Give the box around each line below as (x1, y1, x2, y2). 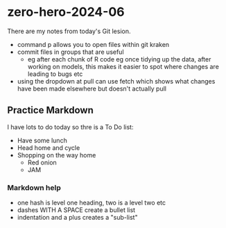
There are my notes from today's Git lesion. (7, 27, 131, 35)
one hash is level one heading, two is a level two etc (17, 198, 166, 207)
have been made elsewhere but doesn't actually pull (17, 84, 166, 93)
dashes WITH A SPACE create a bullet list (17, 206, 136, 214)
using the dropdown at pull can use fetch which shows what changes (17, 77, 216, 85)
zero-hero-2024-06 (7, 4, 125, 20)
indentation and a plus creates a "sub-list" (17, 213, 138, 222)
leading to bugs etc (27, 70, 83, 78)
